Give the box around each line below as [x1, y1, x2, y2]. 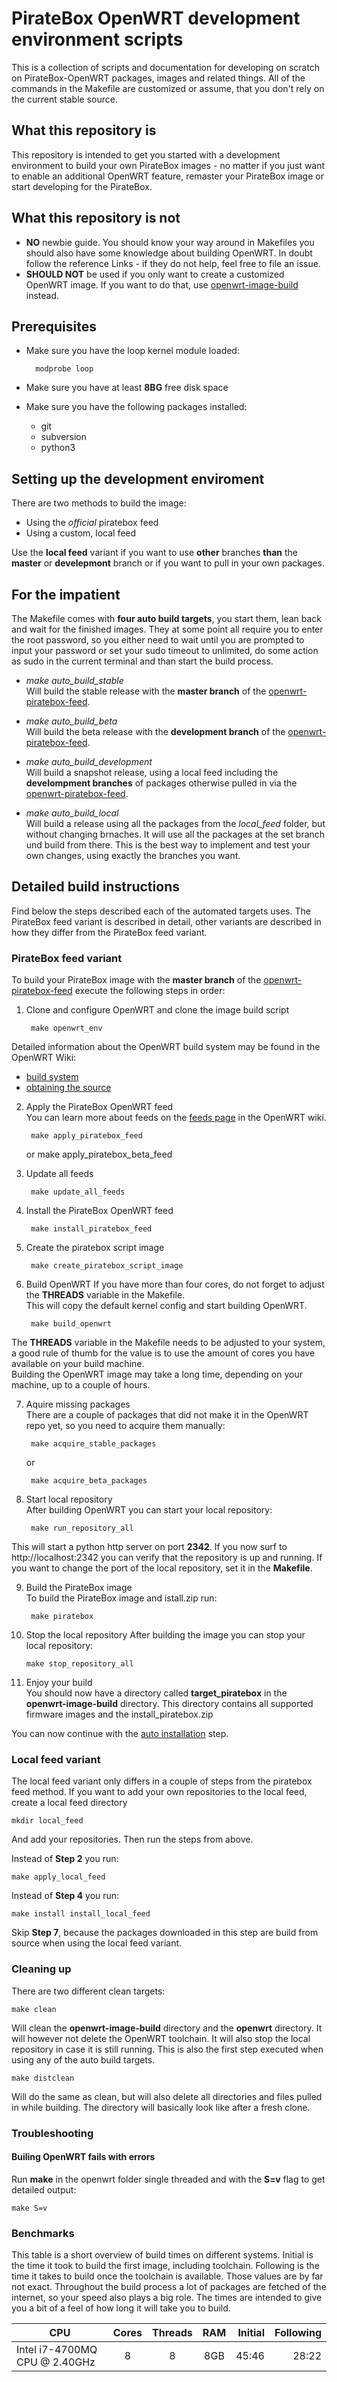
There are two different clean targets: [11, 1985, 166, 1997]
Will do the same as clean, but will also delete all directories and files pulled [11, 2090, 323, 2102]
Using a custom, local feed [25, 527, 137, 539]
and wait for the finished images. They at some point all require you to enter [11, 623, 324, 635]
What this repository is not [11, 210, 181, 227]
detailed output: [11, 2183, 77, 2196]
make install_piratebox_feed [30, 1224, 153, 1234]
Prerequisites [11, 318, 97, 335]
